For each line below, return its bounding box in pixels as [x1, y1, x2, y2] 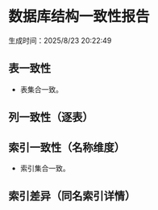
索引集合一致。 [19, 163, 70, 173]
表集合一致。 [19, 84, 63, 94]
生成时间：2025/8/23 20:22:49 [8, 36, 112, 45]
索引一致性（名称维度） [8, 141, 125, 154]
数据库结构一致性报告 [8, 7, 151, 26]
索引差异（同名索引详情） [8, 189, 135, 203]
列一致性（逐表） [8, 111, 94, 124]
